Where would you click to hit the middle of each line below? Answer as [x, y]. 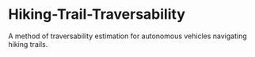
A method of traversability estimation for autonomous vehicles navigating [127, 36]
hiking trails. [28, 44]
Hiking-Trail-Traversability [97, 14]
